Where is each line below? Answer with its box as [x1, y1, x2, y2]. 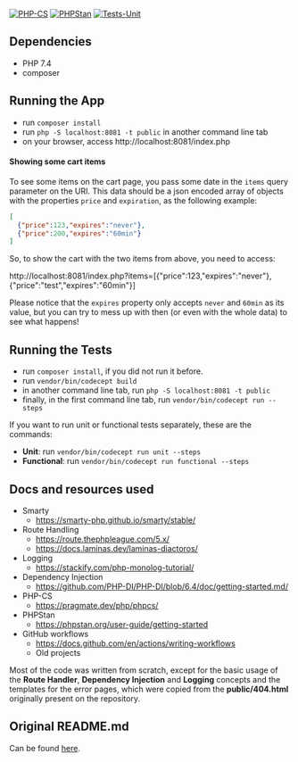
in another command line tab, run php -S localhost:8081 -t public [21, 385, 270, 396]
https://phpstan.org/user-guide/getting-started [35, 618, 208, 629]
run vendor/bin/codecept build [21, 376, 137, 386]
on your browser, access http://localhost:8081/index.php [21, 136, 230, 146]
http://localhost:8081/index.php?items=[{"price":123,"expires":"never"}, [9, 270, 272, 281]
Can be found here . [9, 742, 80, 753]
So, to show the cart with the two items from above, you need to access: [9, 253, 276, 264]
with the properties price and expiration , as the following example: [9, 195, 257, 205]
